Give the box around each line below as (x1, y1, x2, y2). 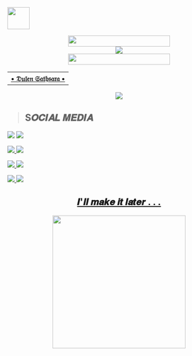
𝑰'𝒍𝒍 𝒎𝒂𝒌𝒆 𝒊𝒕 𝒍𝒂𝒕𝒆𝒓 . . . (77, 196, 162, 208)
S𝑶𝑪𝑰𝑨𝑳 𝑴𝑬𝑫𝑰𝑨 (24, 112, 94, 124)
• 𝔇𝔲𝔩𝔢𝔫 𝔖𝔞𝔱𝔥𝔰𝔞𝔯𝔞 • (11, 74, 65, 83)
